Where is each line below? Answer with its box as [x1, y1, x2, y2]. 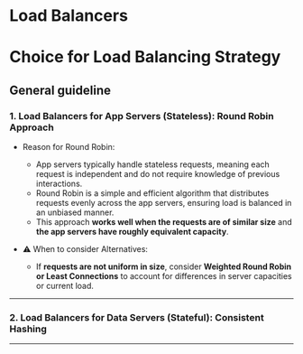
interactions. [35, 178, 83, 190]
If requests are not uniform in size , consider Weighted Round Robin [35, 261, 291, 272]
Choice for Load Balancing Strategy [9, 47, 281, 68]
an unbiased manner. [35, 207, 115, 218]
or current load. [35, 281, 95, 292]
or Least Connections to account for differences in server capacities [35, 271, 292, 282]
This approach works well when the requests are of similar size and [35, 217, 292, 228]
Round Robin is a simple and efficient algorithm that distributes [35, 188, 270, 199]
